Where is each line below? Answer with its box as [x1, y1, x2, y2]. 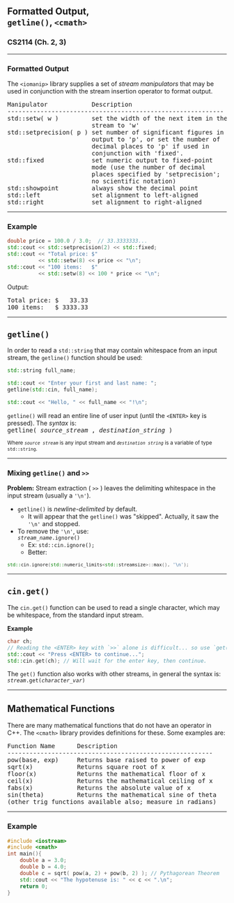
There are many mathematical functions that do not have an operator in [7, 722, 212, 730]
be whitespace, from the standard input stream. [7, 611, 144, 619]
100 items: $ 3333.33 [7, 303, 88, 311]
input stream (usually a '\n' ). [7, 491, 91, 500]
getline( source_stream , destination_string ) [7, 426, 173, 434]
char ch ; [7, 638, 33, 645]
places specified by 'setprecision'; [91, 170, 221, 178]
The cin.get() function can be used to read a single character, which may [7, 603, 221, 611]
